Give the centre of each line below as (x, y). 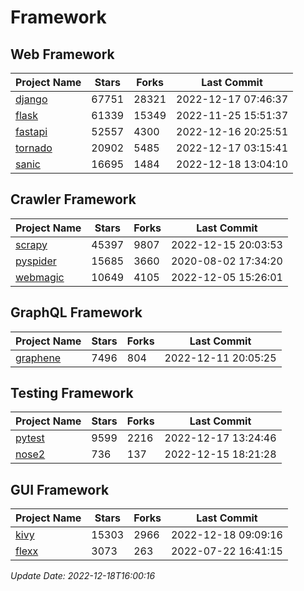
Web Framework (62, 54)
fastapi (31, 131)
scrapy (31, 244)
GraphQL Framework (76, 312)
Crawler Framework (73, 199)
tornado (34, 148)
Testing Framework (72, 393)
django (31, 99)
